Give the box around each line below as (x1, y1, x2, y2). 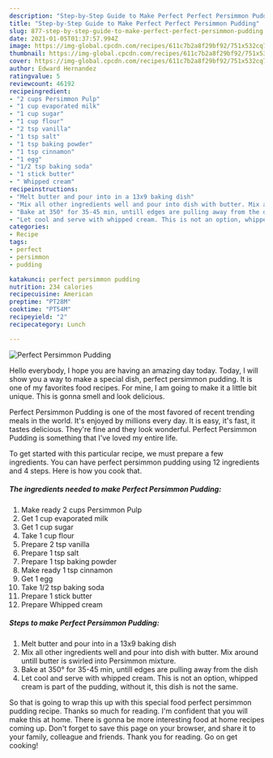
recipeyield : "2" (9, 313, 68, 321)
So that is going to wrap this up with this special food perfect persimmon (9, 697, 252, 707)
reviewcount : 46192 (9, 79, 75, 88)
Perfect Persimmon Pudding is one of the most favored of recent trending (9, 407, 255, 417)
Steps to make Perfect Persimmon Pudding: (9, 618, 160, 628)
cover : (9, 58, 32, 66)
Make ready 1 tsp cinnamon (20, 565, 113, 575)
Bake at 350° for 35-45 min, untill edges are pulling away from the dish (20, 664, 258, 674)
